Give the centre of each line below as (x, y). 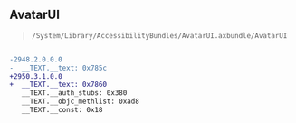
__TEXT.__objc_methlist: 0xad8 (81, 102)
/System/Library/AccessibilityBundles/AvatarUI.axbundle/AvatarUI (159, 35)
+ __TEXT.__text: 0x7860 (58, 85)
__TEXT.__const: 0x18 (62, 110)
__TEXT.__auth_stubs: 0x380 (74, 93)
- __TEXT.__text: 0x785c (58, 68)
